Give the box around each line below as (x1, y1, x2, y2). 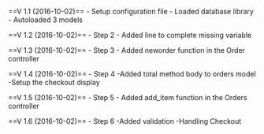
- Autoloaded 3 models (8, 15, 83, 24)
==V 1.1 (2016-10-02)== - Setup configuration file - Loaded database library (8, 7, 255, 16)
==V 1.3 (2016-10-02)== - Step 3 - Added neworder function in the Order (8, 46, 246, 54)
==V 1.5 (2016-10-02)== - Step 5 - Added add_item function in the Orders (8, 93, 247, 102)
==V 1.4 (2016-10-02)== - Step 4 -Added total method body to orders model (8, 69, 256, 78)
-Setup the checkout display (8, 78, 100, 87)
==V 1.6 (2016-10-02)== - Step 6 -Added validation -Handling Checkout (8, 117, 242, 125)
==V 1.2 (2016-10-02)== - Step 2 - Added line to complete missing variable (8, 31, 252, 39)
